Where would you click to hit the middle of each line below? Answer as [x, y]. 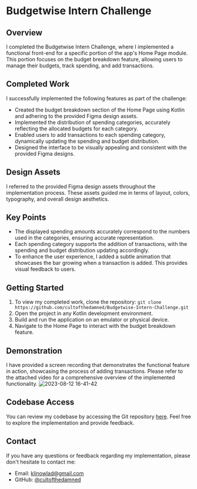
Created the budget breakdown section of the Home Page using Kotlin [100, 110]
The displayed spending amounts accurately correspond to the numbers [102, 232]
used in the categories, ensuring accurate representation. [84, 238]
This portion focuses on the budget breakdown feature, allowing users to [94, 59]
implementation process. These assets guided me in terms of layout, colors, [98, 192]
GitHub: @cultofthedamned [48, 480]
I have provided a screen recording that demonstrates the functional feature [98, 365]
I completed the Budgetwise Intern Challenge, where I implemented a [90, 47]
